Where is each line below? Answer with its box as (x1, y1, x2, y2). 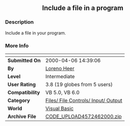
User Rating (7, 81, 36, 88)
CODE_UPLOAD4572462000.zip (45, 113, 122, 120)
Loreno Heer (45, 65, 75, 72)
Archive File (7, 113, 36, 120)
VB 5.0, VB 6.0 (45, 89, 80, 95)
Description (5, 19, 34, 26)
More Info (5, 42, 29, 49)
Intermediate (45, 73, 75, 80)
